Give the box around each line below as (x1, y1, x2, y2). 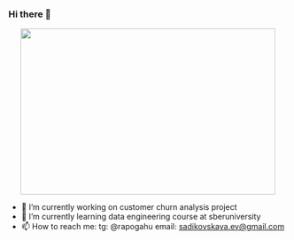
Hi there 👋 (8, 8, 52, 20)
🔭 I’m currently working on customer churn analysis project (20, 202, 237, 213)
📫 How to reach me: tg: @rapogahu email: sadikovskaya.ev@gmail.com (20, 221, 285, 232)
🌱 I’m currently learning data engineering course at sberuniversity (20, 212, 261, 222)
